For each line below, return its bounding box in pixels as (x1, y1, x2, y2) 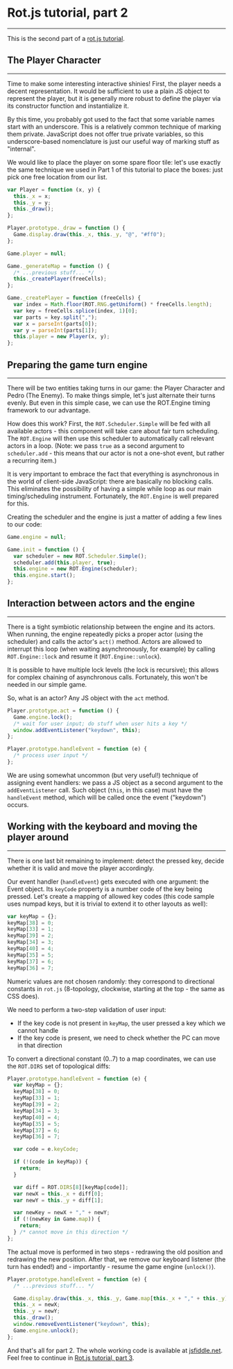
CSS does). (7, 992, 40, 1000)
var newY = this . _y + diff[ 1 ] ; (13, 1197, 104, 1204)
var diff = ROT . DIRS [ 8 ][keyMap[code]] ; (13, 1184, 129, 1190)
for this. (7, 499, 30, 508)
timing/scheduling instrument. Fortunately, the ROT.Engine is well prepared (7, 492, 219, 500)
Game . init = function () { (7, 546, 85, 553)
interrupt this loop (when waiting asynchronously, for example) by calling (7, 645, 216, 653)
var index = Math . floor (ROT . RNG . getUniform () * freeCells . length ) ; (13, 301, 213, 308)
